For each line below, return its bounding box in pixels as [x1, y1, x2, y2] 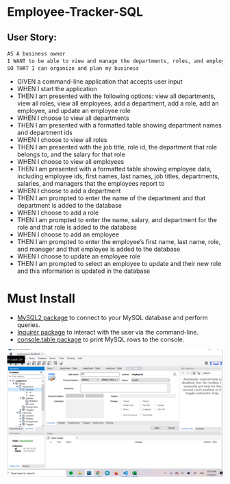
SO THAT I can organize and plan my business [7, 64, 139, 72]
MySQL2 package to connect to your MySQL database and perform [16, 313, 208, 322]
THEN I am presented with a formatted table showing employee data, [16, 165, 212, 173]
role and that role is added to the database [16, 223, 137, 231]
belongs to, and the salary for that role [16, 150, 125, 158]
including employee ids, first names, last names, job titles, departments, [16, 172, 220, 180]
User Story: [7, 32, 57, 43]
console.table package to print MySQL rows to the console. [16, 335, 185, 343]
